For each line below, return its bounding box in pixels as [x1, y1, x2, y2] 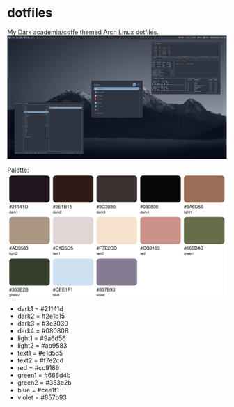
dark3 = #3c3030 [17, 319, 68, 328]
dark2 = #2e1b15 [17, 312, 65, 321]
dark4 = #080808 [17, 327, 69, 335]
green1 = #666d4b [17, 371, 71, 380]
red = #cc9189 [17, 364, 60, 372]
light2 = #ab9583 [17, 342, 68, 350]
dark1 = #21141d [17, 305, 64, 313]
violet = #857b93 [17, 393, 68, 401]
